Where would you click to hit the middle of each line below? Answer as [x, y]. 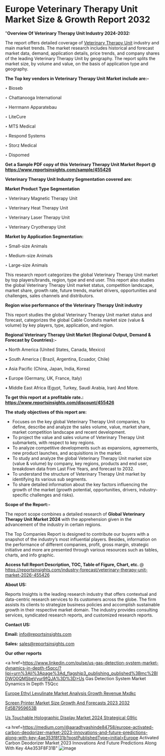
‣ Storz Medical [21, 145]
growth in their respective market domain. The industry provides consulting [82, 610]
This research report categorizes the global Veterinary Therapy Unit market [82, 275]
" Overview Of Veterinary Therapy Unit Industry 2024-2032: [68, 33]
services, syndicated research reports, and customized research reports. [79, 615]
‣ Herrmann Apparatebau [31, 107]
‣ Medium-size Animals [29, 255]
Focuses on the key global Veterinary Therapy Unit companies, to [79, 421]
